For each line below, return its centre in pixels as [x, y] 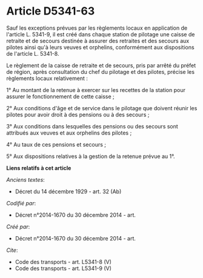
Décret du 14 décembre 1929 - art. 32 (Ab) [68, 191]
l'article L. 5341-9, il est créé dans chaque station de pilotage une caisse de [101, 34]
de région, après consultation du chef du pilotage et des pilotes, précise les [101, 71]
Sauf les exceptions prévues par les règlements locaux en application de [97, 28]
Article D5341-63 [51, 11]
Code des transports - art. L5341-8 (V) [63, 262]
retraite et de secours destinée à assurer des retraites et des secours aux [98, 41]
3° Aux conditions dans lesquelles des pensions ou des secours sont [92, 126]
